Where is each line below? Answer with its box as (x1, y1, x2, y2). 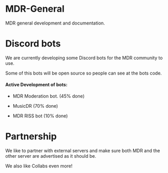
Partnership (5, 131, 57, 142)
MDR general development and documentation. (5, 20, 105, 26)
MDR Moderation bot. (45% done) (12, 93, 85, 100)
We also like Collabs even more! (5, 163, 73, 169)
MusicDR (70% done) (12, 103, 58, 109)
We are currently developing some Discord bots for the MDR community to (5, 55, 163, 61)
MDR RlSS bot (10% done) (12, 113, 68, 119)
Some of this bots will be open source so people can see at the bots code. (5, 70, 162, 76)
